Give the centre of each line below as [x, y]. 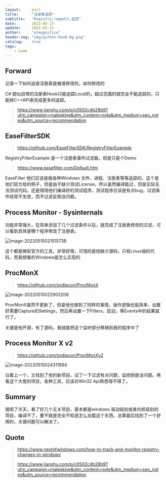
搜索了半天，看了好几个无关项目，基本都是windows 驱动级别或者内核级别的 [82, 409]
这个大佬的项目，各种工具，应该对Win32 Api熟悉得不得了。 [70, 381]
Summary [21, 397]
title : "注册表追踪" [30, 14]
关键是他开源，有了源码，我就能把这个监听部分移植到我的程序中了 [72, 327]
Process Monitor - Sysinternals [54, 212]
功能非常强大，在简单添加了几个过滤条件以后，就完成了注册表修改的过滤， [81, 224]
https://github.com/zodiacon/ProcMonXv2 [60, 355]
